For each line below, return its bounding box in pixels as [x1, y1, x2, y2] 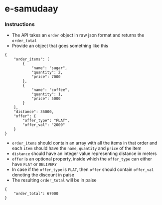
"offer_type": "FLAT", [22, 118, 70, 123]
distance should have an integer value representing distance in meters [11, 150, 157, 156]
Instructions [4, 21, 35, 28]
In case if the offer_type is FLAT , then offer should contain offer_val [11, 166, 154, 172]
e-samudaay [4, 3, 58, 14]
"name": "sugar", [31, 65, 68, 70]
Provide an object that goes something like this [11, 43, 108, 49]
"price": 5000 [31, 96, 61, 101]
